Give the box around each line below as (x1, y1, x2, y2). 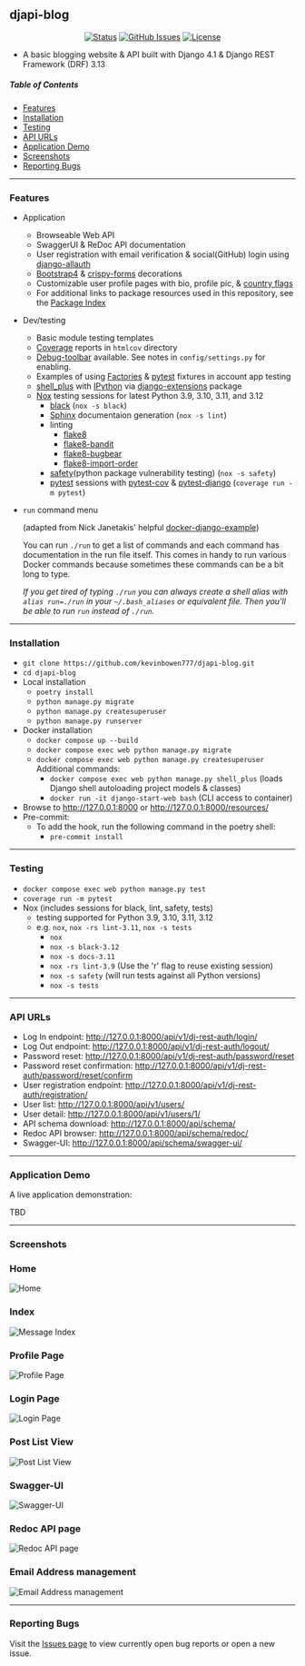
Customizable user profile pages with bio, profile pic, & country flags (35, 278, 293, 289)
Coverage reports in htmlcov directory (35, 342, 178, 353)
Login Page (9, 1393, 61, 1404)
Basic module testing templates (35, 332, 154, 343)
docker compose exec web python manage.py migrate (35, 746, 232, 755)
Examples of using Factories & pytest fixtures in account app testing (35, 372, 291, 382)
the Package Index (35, 297, 106, 308)
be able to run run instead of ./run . (22, 606, 155, 617)
